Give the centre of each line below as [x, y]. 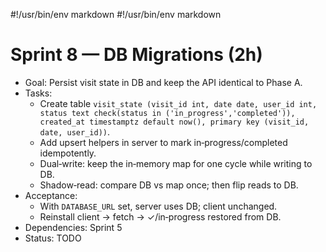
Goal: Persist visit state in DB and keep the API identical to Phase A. [163, 82]
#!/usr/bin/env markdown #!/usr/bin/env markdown [116, 14]
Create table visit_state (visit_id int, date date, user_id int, [178, 103]
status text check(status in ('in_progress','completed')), [167, 113]
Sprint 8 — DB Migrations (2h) [136, 55]
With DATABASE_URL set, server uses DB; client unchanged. [158, 206]
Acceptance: [51, 195]
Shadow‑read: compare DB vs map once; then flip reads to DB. [169, 185]
